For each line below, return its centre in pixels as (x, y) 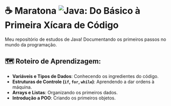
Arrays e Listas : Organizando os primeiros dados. (65, 92)
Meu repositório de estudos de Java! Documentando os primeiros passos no (85, 39)
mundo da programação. (31, 44)
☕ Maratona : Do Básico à (73, 11)
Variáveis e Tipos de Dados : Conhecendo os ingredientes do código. (85, 76)
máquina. (22, 87)
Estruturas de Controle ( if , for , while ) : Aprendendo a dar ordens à (83, 82)
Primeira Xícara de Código (62, 25)
